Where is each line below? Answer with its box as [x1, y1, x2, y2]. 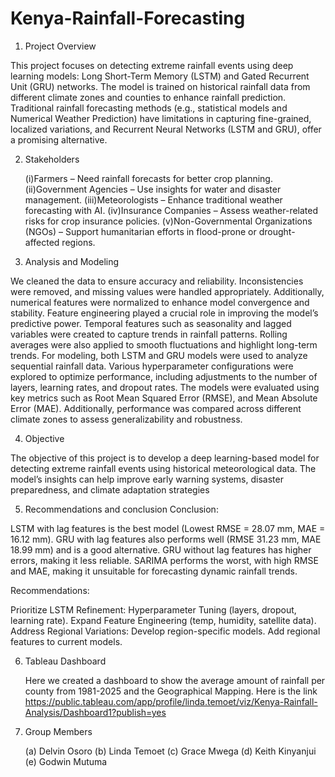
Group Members [24, 725, 93, 737]
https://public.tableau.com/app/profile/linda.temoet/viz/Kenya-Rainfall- [24, 695, 318, 707]
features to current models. [10, 635, 123, 647]
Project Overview [24, 40, 97, 52]
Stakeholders [24, 153, 80, 165]
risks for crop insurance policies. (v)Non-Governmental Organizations [24, 215, 313, 227]
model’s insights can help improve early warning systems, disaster [10, 473, 284, 485]
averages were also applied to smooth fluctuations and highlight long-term [10, 338, 318, 351]
